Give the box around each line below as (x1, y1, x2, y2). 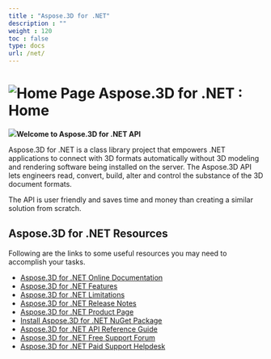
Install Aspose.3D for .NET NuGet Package (19, 315, 163, 325)
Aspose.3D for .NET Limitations (19, 289, 125, 299)
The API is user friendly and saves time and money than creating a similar (8, 195, 253, 205)
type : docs (8, 42, 45, 50)
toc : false (8, 34, 49, 43)
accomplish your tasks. (8, 256, 86, 267)
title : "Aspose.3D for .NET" (8, 11, 111, 20)
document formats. (8, 179, 73, 188)
